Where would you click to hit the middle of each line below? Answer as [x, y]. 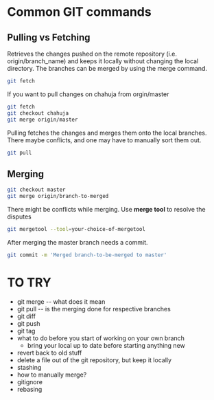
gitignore [30, 381]
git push [28, 323]
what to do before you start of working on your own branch [101, 338]
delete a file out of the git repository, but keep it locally [94, 360]
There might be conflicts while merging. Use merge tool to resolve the [106, 209]
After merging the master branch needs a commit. [78, 242]
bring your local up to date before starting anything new [106, 345]
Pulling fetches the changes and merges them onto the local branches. [107, 133]
